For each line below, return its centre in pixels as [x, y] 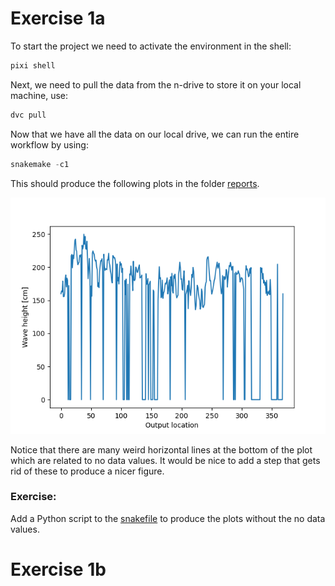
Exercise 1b [58, 569]
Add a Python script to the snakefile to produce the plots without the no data [168, 518]
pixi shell [33, 65]
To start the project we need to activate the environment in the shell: [151, 46]
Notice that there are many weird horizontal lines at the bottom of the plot [161, 449]
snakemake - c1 [40, 164]
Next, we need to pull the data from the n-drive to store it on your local [156, 84]
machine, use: [39, 95]
